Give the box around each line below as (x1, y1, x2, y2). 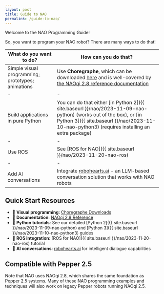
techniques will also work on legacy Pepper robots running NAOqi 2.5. (5, 283, 146, 289)
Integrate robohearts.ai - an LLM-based (57, 168, 150, 174)
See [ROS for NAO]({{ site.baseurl (57, 146, 134, 152)
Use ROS (7, 148, 28, 155)
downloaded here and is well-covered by (57, 74, 151, 81)
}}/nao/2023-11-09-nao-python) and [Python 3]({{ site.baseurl (12, 225, 138, 231)
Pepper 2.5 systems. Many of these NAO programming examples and (5, 278, 145, 284)
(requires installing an (100, 124, 150, 130)
